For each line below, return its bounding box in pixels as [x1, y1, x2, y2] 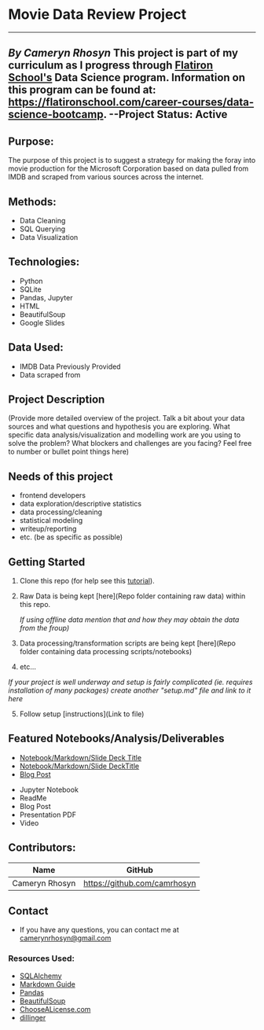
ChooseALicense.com [19, 1004, 91, 1013]
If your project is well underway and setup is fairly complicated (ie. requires [8, 678, 253, 687]
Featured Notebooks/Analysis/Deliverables [8, 732, 225, 745]
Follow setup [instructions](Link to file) [19, 709, 145, 719]
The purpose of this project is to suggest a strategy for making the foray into [8, 156, 256, 165]
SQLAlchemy [19, 971, 62, 980]
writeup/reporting [19, 524, 77, 534]
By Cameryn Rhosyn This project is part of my [8, 46, 238, 60]
